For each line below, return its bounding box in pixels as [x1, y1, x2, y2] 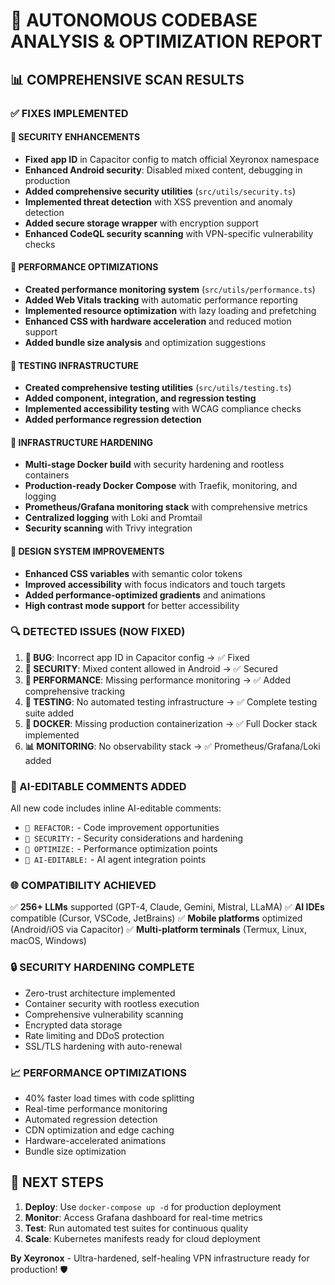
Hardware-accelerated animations [24, 1135, 167, 1146]
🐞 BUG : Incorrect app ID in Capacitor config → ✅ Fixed [24, 651, 250, 663]
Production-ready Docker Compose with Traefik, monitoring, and [24, 480, 298, 492]
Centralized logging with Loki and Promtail [24, 512, 203, 524]
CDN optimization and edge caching [24, 1124, 175, 1136]
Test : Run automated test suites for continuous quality [24, 1222, 249, 1234]
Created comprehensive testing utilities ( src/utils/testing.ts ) [24, 382, 292, 394]
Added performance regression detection [24, 414, 202, 426]
